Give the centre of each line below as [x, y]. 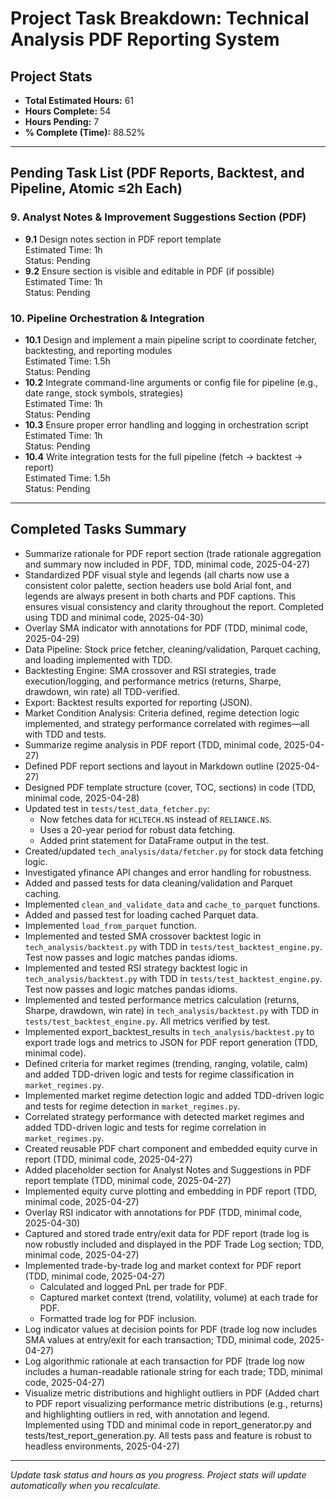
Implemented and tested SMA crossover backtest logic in [143, 936]
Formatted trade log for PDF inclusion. [118, 1318]
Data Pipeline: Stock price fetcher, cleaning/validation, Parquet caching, [173, 649]
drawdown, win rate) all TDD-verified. [102, 691]
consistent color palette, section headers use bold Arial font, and [158, 585]
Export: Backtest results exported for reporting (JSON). [138, 702]
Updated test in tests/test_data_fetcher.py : [117, 808]
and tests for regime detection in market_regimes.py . [132, 1106]
